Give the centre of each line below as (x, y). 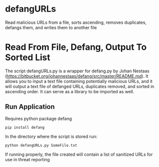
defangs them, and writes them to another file (51, 27)
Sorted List (28, 58)
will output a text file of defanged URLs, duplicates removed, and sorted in (80, 86)
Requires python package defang (39, 118)
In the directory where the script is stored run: (51, 136)
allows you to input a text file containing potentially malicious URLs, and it (79, 81)
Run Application (30, 107)
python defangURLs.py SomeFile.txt (41, 145)
